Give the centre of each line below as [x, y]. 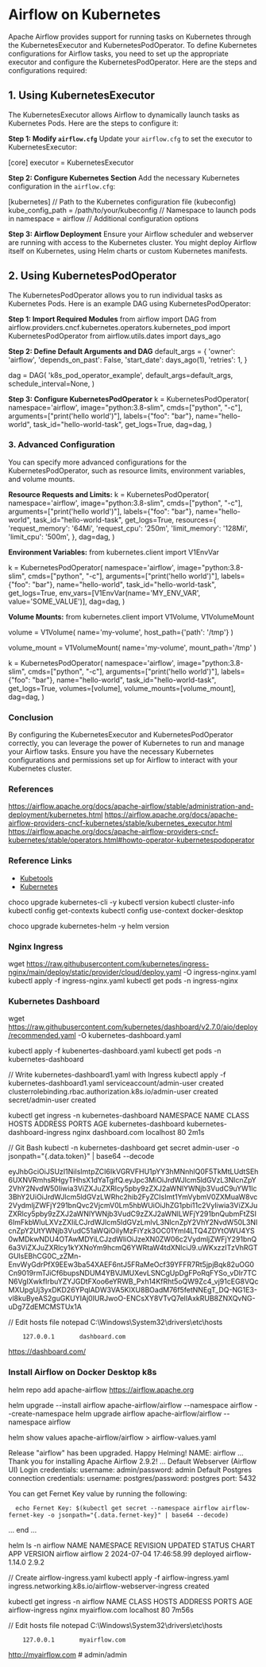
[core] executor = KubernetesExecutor [71, 162]
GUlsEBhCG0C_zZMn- [45, 1256]
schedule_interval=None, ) [52, 383]
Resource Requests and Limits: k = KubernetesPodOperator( [109, 494]
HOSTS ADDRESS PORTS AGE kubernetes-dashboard [96, 1124]
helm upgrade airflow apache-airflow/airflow [148, 1413]
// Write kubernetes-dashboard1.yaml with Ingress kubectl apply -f [117, 1074]
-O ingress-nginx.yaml [220, 973]
